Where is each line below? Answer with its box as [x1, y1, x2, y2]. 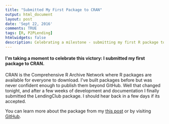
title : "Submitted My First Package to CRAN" [5, 7, 102, 12]
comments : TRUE [5, 26, 37, 31]
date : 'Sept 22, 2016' [5, 21, 53, 26]
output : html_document [5, 12, 53, 17]
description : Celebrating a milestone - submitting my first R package [5, 40, 158, 45]
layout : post [5, 16, 33, 21]
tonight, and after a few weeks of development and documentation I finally [5, 87, 159, 93]
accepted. [5, 98, 26, 104]
